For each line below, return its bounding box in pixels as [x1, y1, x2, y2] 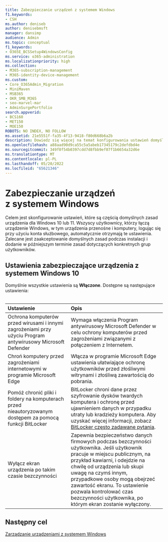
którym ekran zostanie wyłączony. [70, 501, 151, 508]
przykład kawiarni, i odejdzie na [70, 457, 145, 464]
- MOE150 [5, 124, 23, 129]
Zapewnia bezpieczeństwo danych [70, 432, 152, 439]
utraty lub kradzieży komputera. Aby [70, 411, 156, 418]
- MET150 [5, 119, 23, 124]
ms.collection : [5, 63, 37, 68]
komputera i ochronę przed [70, 399, 135, 406]
